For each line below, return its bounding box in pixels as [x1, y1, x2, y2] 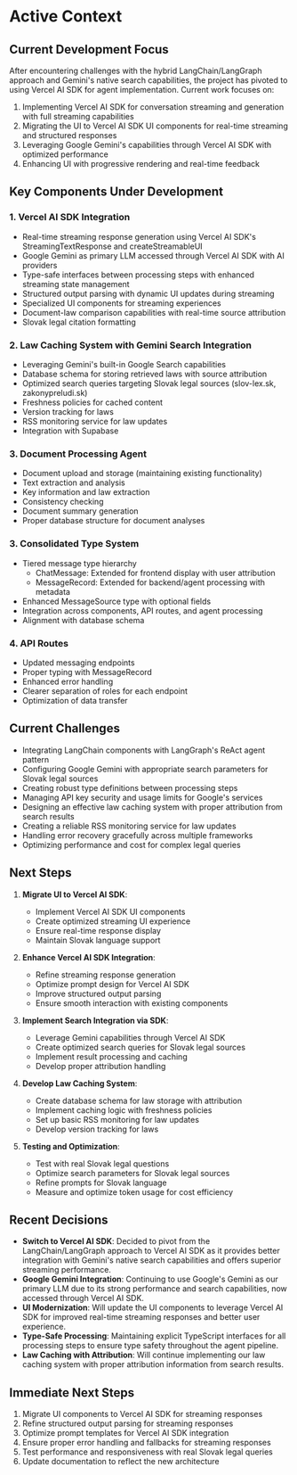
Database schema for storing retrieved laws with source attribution [21, 368, 268, 379]
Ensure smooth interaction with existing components [35, 997, 229, 1009]
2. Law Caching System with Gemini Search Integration [9, 339, 252, 351]
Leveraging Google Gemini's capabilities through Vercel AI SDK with [21, 140, 272, 150]
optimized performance [21, 149, 109, 160]
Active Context [9, 6, 123, 27]
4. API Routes [9, 637, 69, 649]
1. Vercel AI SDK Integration [9, 211, 131, 224]
